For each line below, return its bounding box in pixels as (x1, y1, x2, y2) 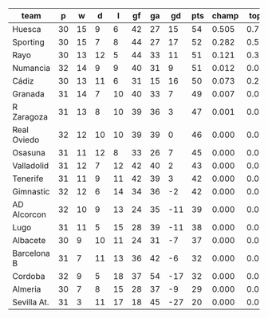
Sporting (12, 37, 45, 47)
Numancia (12, 63, 50, 73)
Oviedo (12, 135, 40, 145)
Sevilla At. (12, 296, 49, 308)
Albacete (12, 235, 46, 245)
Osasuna (12, 147, 46, 158)
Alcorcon (12, 209, 46, 220)
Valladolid (12, 160, 49, 171)
